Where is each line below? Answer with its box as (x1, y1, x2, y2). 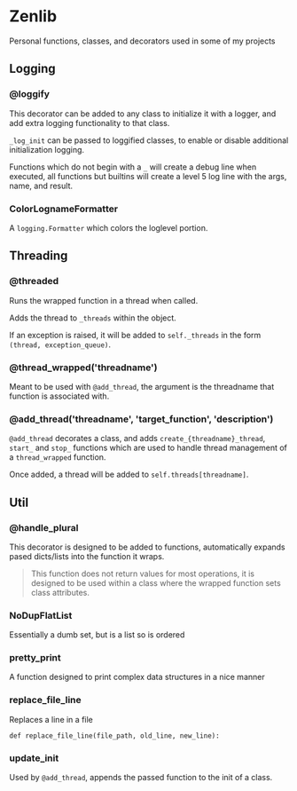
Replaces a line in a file (9, 714, 93, 724)
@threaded (9, 275, 59, 288)
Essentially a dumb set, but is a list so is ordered (9, 629, 185, 640)
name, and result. (9, 180, 74, 191)
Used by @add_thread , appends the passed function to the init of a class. (9, 772, 273, 783)
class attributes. (30, 587, 90, 597)
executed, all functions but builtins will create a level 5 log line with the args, (9, 170, 287, 181)
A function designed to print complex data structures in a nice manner (9, 672, 265, 683)
